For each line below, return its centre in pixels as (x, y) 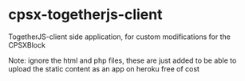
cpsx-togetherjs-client (85, 15)
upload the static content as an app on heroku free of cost (104, 68)
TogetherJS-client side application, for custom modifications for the (120, 37)
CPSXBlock (27, 44)
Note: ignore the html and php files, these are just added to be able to (122, 60)
